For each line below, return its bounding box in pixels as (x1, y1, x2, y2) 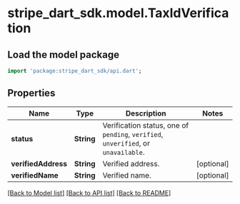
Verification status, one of (102, 120, 189, 130)
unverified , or (102, 138, 150, 148)
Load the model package (7, 49, 120, 61)
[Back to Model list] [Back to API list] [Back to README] (7, 188, 171, 197)
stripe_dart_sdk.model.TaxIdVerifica (7, 5, 229, 21)
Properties (7, 87, 56, 99)
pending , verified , (102, 129, 164, 139)
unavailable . (102, 147, 145, 157)
